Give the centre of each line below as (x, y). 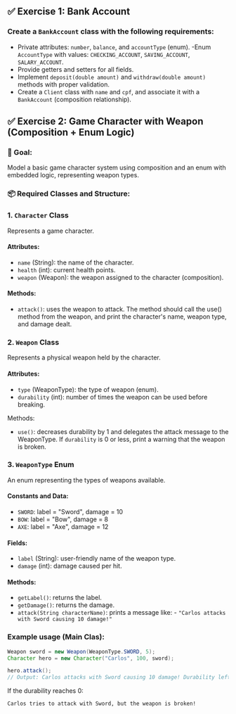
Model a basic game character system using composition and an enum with (117, 167)
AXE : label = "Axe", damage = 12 (63, 527)
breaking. (31, 404)
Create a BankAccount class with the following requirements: (111, 32)
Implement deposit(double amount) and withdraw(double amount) (111, 77)
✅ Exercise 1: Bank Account (69, 12)
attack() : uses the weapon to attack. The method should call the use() (120, 309)
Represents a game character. (51, 231)
